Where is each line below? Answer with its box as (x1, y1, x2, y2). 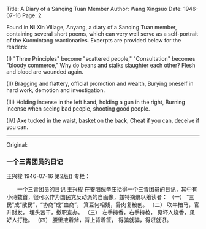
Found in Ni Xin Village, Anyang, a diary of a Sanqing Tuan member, (6, 24, 177, 31)
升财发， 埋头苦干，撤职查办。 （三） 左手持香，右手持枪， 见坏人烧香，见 (6, 209, 195, 216)
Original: (6, 141, 28, 148)
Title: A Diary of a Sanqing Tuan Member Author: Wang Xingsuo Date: (6, 6, 182, 12)
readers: (6, 43, 28, 50)
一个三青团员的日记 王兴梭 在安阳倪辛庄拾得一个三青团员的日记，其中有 (17, 185, 197, 193)
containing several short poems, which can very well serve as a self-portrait (6, 30, 199, 37)
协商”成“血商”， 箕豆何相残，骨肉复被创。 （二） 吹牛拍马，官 (42, 201, 199, 208)
